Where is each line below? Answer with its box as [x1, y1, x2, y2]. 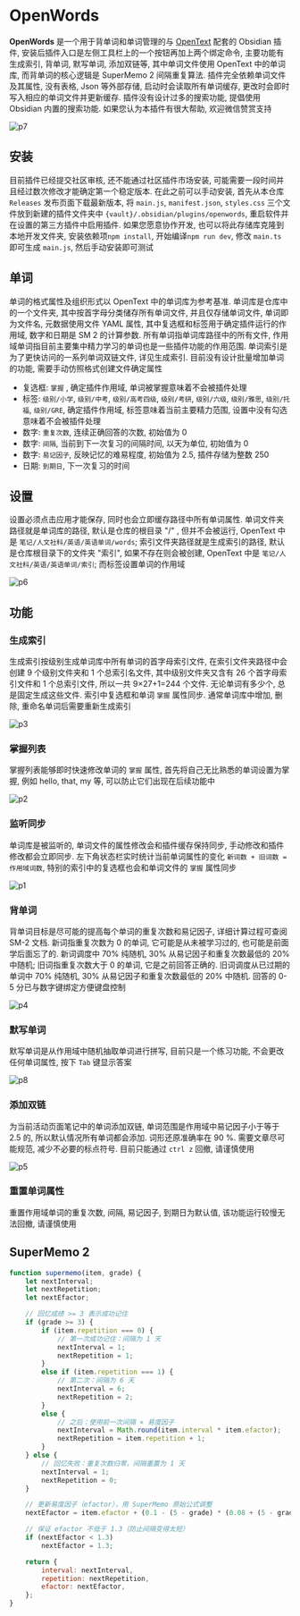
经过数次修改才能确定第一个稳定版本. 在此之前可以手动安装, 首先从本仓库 [16, 185, 284, 197]
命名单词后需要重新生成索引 [29, 701, 131, 712]
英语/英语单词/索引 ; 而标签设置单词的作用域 [32, 559, 186, 570]
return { [25, 1557, 58, 1566]
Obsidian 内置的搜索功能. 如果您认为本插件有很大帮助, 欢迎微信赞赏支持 [9, 103, 272, 114]
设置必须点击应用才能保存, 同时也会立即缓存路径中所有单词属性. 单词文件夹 [9, 514, 284, 525]
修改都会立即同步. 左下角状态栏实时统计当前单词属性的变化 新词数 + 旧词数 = [9, 850, 287, 861]
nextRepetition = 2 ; [56, 1392, 134, 1401]
